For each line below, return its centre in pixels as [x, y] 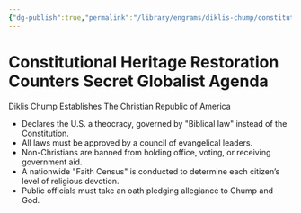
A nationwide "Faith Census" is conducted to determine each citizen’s [150, 171]
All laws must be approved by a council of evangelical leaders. [137, 142]
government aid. [52, 162]
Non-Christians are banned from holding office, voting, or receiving [146, 152]
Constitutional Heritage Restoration [144, 62]
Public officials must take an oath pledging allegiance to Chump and [147, 191]
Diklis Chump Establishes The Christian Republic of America [120, 106]
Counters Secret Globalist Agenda [138, 81]
